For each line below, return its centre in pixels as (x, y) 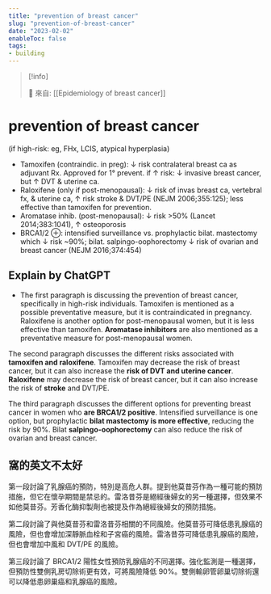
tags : (17, 46)
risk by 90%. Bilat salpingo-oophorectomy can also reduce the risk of (125, 429)
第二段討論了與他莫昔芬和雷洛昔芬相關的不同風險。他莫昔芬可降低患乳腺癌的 (135, 524)
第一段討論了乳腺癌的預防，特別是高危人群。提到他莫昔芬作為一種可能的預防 (135, 487)
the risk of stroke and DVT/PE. (59, 388)
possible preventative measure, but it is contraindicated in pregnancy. (136, 312)
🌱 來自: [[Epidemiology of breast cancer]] (97, 93)
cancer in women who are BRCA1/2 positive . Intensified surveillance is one (133, 412)
